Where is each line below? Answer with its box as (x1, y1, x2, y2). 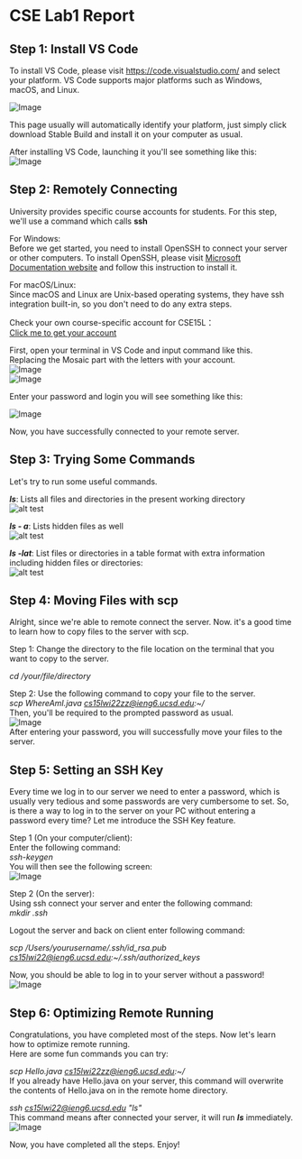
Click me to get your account (9, 327, 117, 338)
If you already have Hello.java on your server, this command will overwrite (9, 1075, 284, 1087)
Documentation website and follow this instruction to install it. (9, 262, 238, 272)
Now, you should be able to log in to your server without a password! (9, 970, 265, 980)
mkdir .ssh (9, 907, 48, 918)
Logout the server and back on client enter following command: (9, 925, 245, 936)
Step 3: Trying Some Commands (9, 452, 196, 467)
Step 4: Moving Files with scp (9, 593, 178, 609)
